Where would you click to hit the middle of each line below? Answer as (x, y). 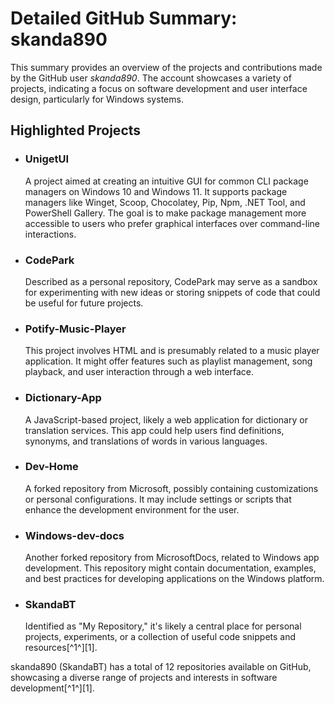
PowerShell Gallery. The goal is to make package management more (165, 213)
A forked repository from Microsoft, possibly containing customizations (171, 488)
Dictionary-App (63, 398)
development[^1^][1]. (52, 688)
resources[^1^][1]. (61, 648)
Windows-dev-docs (74, 535)
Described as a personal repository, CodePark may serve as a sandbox (171, 281)
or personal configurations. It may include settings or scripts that (158, 499)
